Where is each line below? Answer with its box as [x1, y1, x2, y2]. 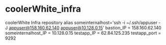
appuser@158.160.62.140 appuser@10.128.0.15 [8, 24, 103, 30]
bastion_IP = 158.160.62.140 [105, 24, 162, 30]
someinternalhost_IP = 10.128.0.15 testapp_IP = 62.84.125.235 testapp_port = [5, 30, 162, 36]
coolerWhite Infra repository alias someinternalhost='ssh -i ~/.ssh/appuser [5, 20, 158, 25]
